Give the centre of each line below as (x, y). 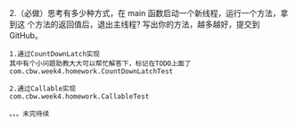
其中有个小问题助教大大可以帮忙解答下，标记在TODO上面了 (100, 63)
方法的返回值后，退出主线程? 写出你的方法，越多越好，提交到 (147, 24)
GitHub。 (26, 35)
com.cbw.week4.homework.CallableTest (79, 97)
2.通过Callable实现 (43, 88)
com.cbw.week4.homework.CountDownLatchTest (91, 71)
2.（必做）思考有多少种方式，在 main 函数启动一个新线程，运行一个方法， (145, 13)
